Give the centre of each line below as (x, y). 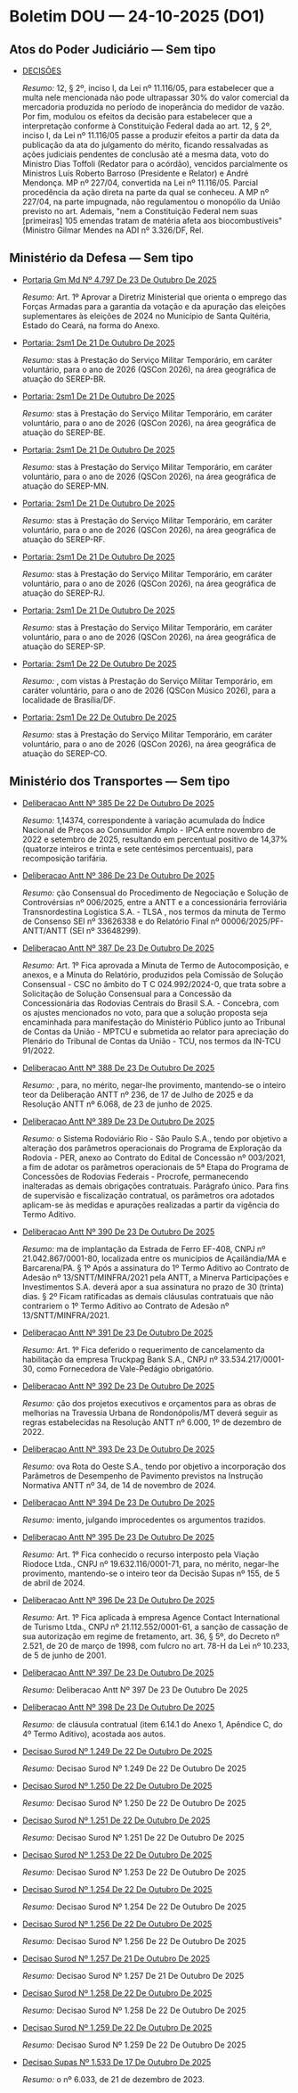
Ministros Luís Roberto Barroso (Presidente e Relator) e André (135, 173)
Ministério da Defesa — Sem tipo (101, 258)
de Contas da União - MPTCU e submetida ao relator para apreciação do (155, 1031)
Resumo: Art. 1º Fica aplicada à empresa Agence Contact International (151, 1617)
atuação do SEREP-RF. (64, 539)
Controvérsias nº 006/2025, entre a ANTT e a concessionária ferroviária (154, 902)
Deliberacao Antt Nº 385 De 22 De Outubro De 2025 (118, 803)
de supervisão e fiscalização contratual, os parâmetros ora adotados (148, 1195)
